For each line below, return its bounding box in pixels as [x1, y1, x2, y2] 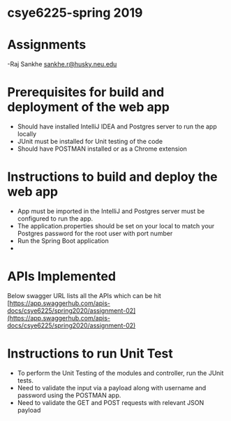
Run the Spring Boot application [17, 237, 110, 245]
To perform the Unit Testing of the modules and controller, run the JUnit [17, 369, 224, 377]
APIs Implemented [7, 269, 117, 284]
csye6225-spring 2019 [7, 5, 143, 21]
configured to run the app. [17, 214, 94, 223]
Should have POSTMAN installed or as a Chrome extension [17, 145, 187, 153]
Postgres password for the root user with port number [17, 229, 173, 237]
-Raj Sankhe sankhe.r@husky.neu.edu [7, 60, 117, 68]
